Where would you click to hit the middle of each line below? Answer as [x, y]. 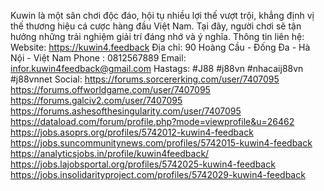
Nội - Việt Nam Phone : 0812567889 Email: [98, 58]
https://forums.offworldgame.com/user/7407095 [110, 89]
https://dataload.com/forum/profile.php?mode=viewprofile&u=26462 [152, 121]
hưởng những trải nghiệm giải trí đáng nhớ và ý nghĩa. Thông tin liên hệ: [157, 36]
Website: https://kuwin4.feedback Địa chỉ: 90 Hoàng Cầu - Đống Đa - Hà [160, 47]
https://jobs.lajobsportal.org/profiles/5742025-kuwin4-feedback [143, 164]
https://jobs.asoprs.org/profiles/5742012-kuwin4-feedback [132, 132]
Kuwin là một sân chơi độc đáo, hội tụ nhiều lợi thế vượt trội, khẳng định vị [162, 15]
